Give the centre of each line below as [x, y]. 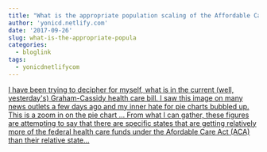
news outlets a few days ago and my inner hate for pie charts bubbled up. [129, 106]
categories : [28, 45]
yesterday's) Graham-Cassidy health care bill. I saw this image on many [126, 98]
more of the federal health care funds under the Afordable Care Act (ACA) [129, 131]
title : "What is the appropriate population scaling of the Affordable [129, 15]
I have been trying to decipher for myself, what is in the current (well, [121, 89]
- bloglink [33, 52]
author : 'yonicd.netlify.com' [58, 23]
